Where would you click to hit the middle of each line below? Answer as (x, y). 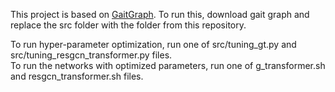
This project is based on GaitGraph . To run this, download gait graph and (160, 14)
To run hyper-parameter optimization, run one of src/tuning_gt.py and (153, 44)
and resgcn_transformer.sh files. (77, 76)
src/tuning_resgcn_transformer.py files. (91, 55)
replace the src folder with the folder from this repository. (128, 25)
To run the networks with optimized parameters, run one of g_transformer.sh (168, 65)
